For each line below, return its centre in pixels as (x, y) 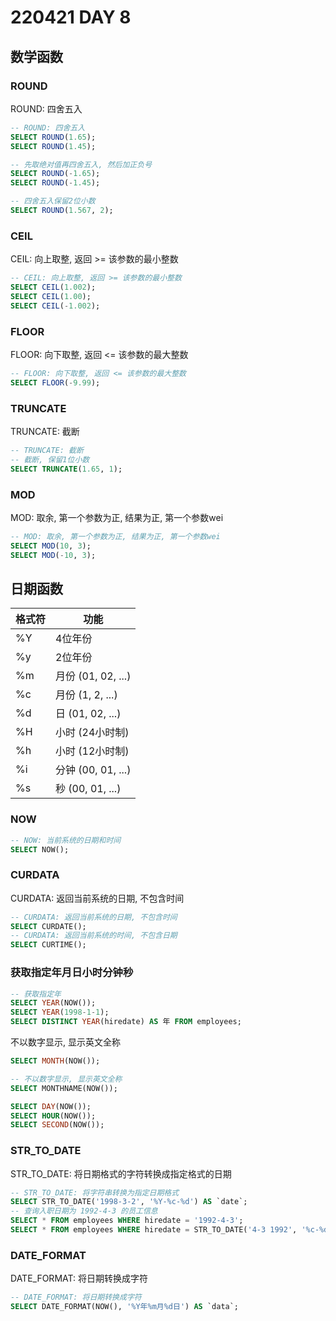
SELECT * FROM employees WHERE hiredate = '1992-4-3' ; (127, 1221)
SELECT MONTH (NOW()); (55, 1061)
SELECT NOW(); (40, 849)
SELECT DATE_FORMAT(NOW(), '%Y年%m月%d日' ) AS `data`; (125, 1307)
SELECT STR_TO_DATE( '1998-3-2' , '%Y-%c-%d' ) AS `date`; (129, 1202)
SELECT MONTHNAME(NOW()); (64, 1088)
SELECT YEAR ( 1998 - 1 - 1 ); (60, 1012)
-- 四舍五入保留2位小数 (53, 201)
